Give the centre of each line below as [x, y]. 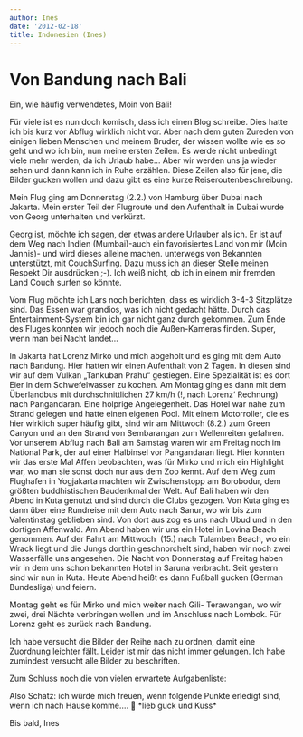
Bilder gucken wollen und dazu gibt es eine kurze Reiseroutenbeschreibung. [151, 180]
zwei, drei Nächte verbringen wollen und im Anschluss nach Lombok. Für [146, 615]
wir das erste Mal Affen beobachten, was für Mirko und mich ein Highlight [147, 462]
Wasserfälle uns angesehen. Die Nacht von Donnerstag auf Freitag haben [146, 558]
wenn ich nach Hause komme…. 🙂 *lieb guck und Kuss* [113, 706]
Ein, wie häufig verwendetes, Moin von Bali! [90, 104]
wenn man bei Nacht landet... [64, 339]
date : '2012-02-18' [46, 26]
